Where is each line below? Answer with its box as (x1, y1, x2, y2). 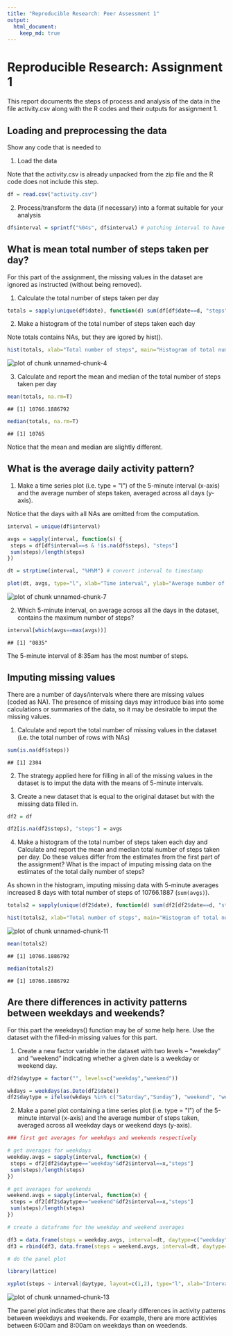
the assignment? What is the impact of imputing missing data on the (17, 860, 212, 868)
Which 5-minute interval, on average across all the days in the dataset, (17, 606, 220, 614)
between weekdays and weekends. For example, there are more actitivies (7, 1314, 218, 1322)
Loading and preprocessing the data (7, 124, 167, 136)
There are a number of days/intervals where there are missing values (7, 690, 205, 698)
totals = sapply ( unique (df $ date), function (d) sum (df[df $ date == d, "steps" (7, 307, 228, 314)
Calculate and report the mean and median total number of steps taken (17, 846, 221, 854)
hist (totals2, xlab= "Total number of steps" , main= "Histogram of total (7, 914, 218, 921)
